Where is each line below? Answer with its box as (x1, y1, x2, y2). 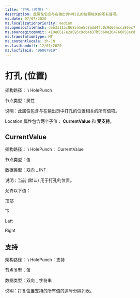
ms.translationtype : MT (5, 35, 53, 39)
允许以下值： (5, 188, 31, 194)
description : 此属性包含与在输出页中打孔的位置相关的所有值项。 (5, 12, 120, 17)
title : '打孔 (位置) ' (5, 7, 48, 12)
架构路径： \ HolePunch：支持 (5, 257, 65, 263)
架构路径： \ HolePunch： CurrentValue (5, 147, 84, 152)
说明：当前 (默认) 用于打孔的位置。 (5, 177, 75, 183)
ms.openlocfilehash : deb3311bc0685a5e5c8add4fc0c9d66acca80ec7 (5, 25, 136, 30)
